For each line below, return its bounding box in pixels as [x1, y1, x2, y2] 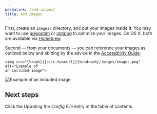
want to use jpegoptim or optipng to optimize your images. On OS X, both [5, 30, 153, 36]
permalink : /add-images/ [5, 7, 56, 12]
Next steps [5, 91, 39, 99]
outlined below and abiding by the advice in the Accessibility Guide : [5, 50, 141, 56]
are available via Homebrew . [5, 35, 62, 41]
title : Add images [5, 12, 42, 17]
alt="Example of [5, 64, 38, 69]
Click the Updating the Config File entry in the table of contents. [5, 103, 134, 110]
